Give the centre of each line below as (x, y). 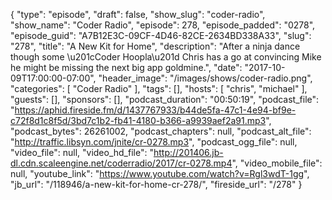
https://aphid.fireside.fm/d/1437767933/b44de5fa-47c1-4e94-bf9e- (155, 110)
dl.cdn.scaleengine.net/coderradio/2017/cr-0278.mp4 (121, 163)
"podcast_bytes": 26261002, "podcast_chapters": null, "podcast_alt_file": (161, 131)
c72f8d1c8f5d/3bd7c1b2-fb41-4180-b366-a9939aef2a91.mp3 (138, 120)
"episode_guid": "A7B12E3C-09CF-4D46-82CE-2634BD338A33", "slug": (161, 35)
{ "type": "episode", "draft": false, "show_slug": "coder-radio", (138, 14)
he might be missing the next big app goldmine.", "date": (126, 67)
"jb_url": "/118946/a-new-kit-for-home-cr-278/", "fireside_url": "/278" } (156, 184)
